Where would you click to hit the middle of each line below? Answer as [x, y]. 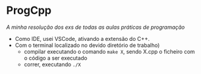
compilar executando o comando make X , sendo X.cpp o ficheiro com [110, 51]
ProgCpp [29, 11]
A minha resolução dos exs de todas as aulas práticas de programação [96, 27]
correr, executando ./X [52, 64]
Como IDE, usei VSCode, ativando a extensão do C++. [82, 39]
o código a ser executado [55, 58]
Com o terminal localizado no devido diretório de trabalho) [87, 45]
